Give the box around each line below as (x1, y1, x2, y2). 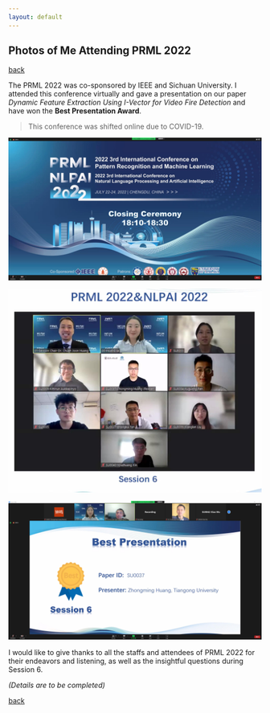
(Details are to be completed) (8, 680, 106, 690)
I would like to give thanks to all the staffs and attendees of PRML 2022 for (8, 648, 256, 658)
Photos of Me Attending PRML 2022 (8, 44, 191, 58)
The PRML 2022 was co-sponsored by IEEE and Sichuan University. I (8, 80, 237, 90)
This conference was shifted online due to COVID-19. (27, 121, 204, 132)
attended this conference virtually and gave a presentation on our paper (8, 89, 247, 99)
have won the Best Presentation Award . (8, 106, 142, 116)
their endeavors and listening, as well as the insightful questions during (8, 656, 243, 666)
